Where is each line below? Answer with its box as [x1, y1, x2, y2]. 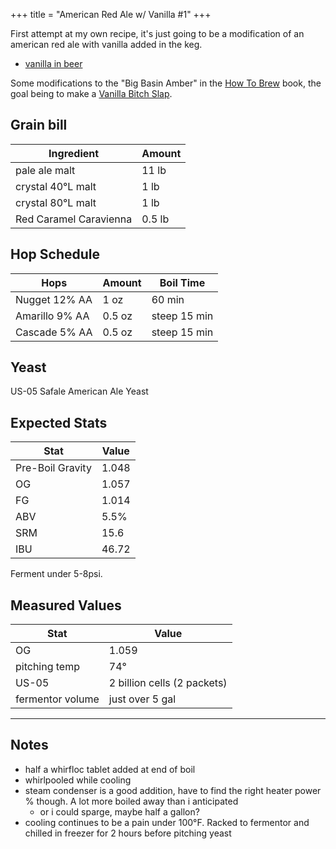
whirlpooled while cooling [24, 774, 132, 786]
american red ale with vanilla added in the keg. [10, 39, 203, 50]
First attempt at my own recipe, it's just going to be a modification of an [10, 28, 305, 39]
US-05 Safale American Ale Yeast [10, 385, 149, 398]
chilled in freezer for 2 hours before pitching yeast [24, 827, 232, 839]
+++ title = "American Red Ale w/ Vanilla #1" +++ [10, 9, 212, 20]
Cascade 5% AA [15, 325, 93, 339]
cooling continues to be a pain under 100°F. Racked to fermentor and [24, 816, 310, 828]
